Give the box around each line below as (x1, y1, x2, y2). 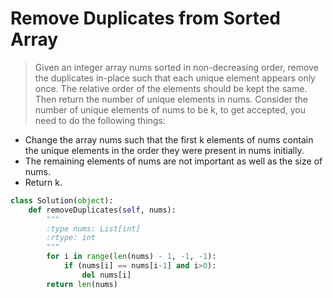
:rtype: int (46, 233, 97, 243)
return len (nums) (46, 279, 118, 289)
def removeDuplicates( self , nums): (28, 205, 177, 215)
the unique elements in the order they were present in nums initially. (24, 144, 305, 156)
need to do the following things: (34, 114, 166, 126)
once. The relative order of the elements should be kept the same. (34, 82, 308, 94)
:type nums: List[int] (46, 223, 141, 234)
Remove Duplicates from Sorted (10, 7, 281, 30)
